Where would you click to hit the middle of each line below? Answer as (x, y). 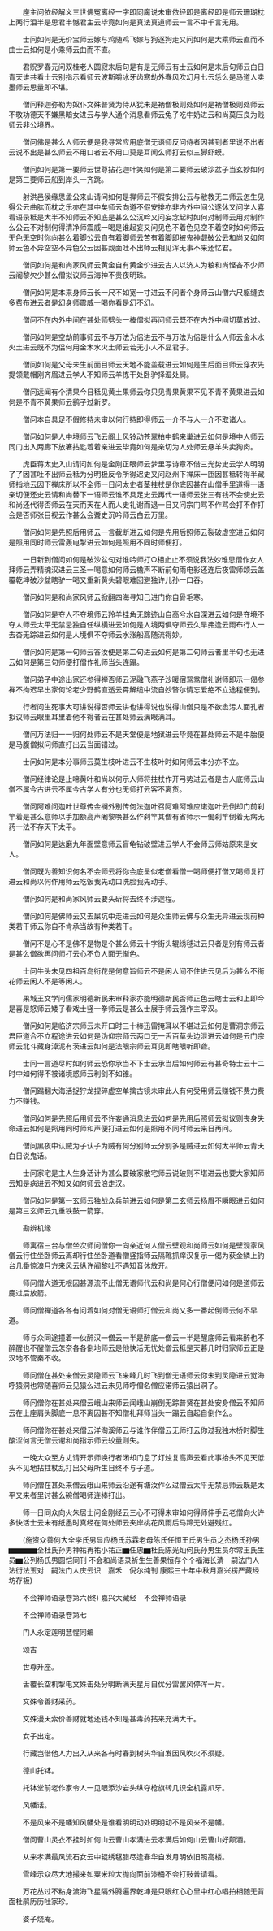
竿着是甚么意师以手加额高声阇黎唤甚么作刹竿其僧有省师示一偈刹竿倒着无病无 (136, 816)
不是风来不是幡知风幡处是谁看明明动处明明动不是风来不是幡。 (126, 1822)
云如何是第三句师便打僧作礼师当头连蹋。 (76, 662)
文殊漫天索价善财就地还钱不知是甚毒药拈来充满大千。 (111, 1718)
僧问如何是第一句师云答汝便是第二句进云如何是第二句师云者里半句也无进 (143, 652)
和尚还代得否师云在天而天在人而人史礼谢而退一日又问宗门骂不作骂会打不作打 (136, 505)
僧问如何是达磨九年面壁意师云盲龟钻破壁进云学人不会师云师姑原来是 (136, 844)
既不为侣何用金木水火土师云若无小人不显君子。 (115, 347)
